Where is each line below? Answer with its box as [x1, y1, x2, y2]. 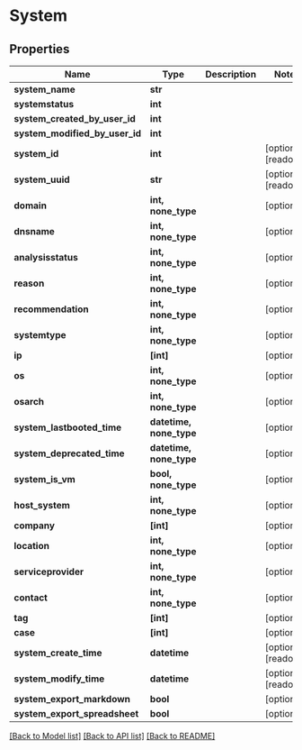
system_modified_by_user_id [13, 127, 142, 140]
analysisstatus [13, 252, 78, 263]
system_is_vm [13, 473, 76, 485]
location [13, 540, 49, 552]
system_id [13, 148, 59, 160]
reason [13, 277, 45, 289]
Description [205, 69, 257, 80]
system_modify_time [13, 672, 105, 685]
